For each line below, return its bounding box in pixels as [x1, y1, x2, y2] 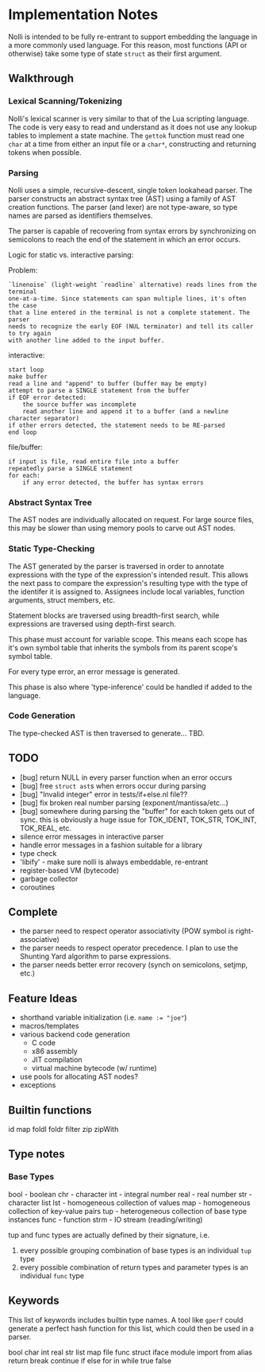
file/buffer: [8, 442, 43, 452]
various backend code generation [19, 1029, 131, 1039]
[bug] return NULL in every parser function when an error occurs [19, 773, 232, 782]
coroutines [19, 882, 56, 892]
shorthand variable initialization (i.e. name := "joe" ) [19, 1013, 187, 1022]
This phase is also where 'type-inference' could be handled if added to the [8, 682, 252, 692]
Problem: [8, 265, 38, 275]
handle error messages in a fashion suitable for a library [19, 840, 203, 850]
